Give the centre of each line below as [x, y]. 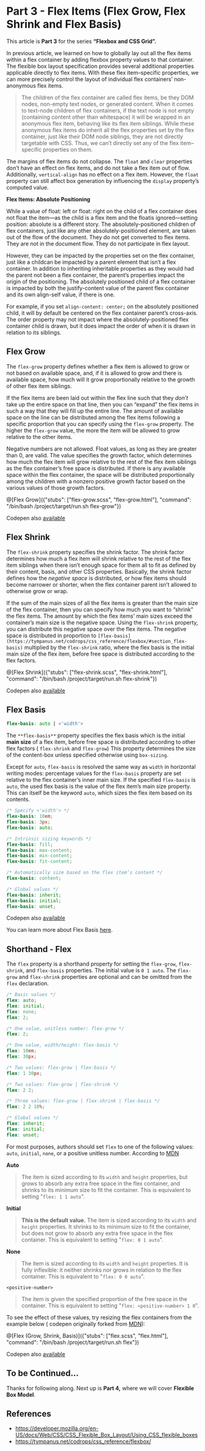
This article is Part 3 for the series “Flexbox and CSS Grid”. [81, 41]
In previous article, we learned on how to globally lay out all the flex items [99, 53]
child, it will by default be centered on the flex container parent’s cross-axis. [102, 313]
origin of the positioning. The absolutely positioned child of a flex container [101, 281]
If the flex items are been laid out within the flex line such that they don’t [97, 398]
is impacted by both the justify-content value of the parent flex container [98, 288]
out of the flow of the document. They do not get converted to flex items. [99, 237]
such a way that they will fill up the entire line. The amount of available [95, 411]
